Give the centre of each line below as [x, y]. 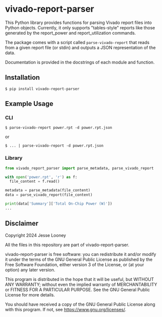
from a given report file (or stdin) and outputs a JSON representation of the [81, 47]
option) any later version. [30, 270]
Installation [22, 77]
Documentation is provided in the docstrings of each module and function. [80, 62]
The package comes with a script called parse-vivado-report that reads [77, 42]
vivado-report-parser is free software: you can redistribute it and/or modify [81, 254]
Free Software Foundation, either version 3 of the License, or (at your [75, 264]
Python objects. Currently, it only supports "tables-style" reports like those [80, 27]
